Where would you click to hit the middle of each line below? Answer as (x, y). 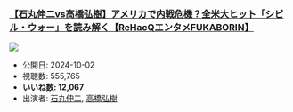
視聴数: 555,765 (51, 76)
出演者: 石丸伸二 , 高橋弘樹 (69, 99)
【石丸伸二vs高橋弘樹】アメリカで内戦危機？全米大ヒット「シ (142, 13)
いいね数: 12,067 (53, 87)
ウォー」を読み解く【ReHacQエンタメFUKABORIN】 (140, 27)
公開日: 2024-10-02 (58, 65)
